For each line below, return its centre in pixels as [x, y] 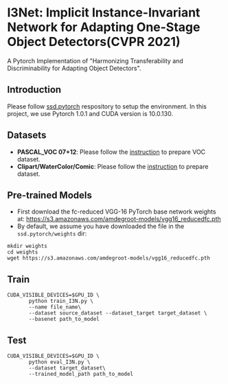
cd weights [23, 252]
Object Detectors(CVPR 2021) [94, 42]
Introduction [34, 90]
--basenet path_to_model [64, 319]
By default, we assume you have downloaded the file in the [101, 226]
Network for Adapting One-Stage [104, 27]
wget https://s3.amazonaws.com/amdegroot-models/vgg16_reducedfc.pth [109, 258]
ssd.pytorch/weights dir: [52, 234]
